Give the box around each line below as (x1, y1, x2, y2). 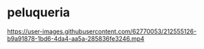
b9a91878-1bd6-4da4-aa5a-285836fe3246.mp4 (7, 34, 145, 42)
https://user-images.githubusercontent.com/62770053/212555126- (7, 27, 197, 35)
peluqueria (7, 5, 71, 20)
